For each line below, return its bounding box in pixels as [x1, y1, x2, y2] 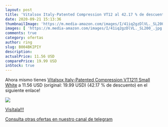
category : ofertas [5, 35, 43, 40]
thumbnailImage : [5, 21, 39, 26]
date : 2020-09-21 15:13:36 [5, 16, 61, 21]
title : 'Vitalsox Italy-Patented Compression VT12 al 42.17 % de [5, 12, 144, 17]
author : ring [5, 40, 32, 45]
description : [5, 49, 32, 54]
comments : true [5, 30, 37, 35]
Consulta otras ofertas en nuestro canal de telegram [5, 116, 113, 122]
